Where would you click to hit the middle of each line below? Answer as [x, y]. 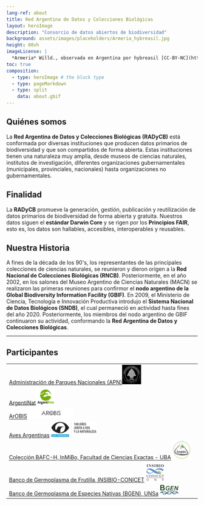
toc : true [19, 64]
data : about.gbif [39, 97]
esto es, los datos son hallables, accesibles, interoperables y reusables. [96, 229]
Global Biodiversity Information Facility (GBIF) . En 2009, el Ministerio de [98, 295]
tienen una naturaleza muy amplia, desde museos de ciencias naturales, [97, 156]
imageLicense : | [27, 52]
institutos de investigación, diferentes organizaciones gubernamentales [96, 162]
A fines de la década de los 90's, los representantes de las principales [94, 263]
